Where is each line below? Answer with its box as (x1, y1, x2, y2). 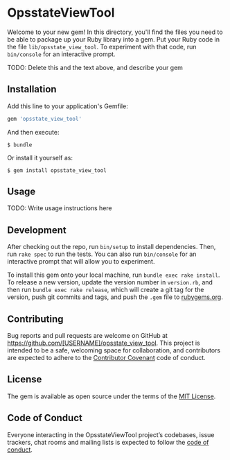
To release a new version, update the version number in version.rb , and (7, 278, 213, 287)
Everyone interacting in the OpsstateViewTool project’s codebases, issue (7, 430, 215, 438)
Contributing (7, 313, 64, 325)
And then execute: (7, 128, 60, 136)
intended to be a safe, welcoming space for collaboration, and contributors (7, 346, 220, 355)
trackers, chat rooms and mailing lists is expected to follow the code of (7, 438, 209, 446)
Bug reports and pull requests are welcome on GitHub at (7, 332, 168, 340)
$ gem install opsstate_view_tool (7, 167, 107, 174)
